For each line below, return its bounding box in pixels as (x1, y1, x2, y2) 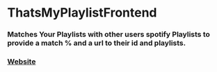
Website (7, 57, 36, 66)
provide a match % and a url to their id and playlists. (7, 38, 186, 48)
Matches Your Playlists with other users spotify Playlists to (7, 30, 211, 39)
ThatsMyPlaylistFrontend (7, 5, 157, 21)
